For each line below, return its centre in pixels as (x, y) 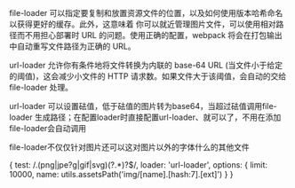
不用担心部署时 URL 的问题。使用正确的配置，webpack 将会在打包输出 (153, 35)
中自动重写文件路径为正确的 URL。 (72, 46)
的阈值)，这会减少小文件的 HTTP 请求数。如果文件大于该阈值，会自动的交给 (148, 76)
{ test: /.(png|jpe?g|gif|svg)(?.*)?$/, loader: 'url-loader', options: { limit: (139, 165)
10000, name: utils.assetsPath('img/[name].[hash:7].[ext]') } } (121, 174)
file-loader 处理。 (41, 87)
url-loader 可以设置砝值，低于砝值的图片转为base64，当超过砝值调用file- (143, 106)
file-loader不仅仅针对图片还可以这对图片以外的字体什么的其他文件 (130, 147)
